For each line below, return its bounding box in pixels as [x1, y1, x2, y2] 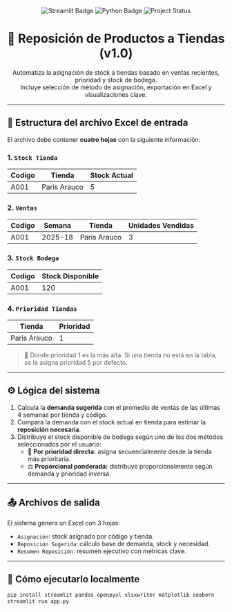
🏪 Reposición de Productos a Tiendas [7, 31, 225, 46]
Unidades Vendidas [128, 221, 195, 231]
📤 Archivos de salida [7, 497, 100, 509]
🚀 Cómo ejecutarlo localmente [7, 573, 140, 585]
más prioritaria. [27, 454, 71, 463]
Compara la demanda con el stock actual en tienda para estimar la [17, 417, 206, 426]
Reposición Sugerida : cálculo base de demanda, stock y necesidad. [17, 539, 211, 548]
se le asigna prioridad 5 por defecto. [23, 358, 128, 366]
